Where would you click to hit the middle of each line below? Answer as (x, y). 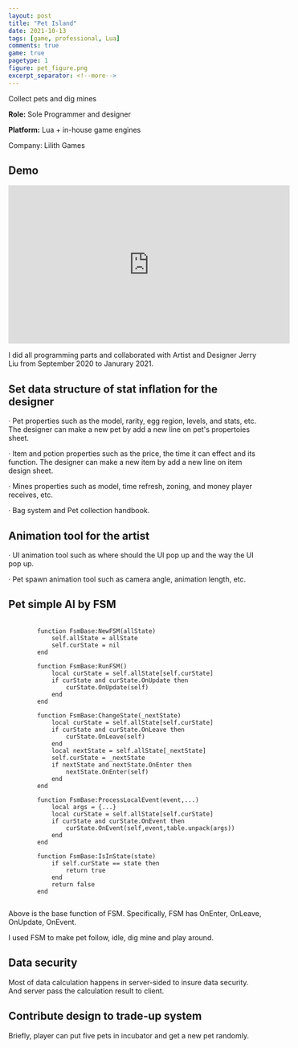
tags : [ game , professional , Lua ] (64, 38)
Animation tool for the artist (79, 536)
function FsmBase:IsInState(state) (97, 856)
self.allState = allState (94, 638)
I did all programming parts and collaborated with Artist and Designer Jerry (133, 355)
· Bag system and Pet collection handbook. (79, 511)
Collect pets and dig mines (53, 98)
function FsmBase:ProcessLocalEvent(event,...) (118, 800)
